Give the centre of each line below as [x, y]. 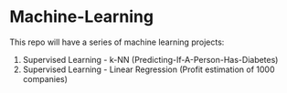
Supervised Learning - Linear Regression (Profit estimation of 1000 [149, 69]
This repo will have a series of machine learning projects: [117, 42]
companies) [45, 78]
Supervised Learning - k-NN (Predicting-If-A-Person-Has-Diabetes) [150, 59]
